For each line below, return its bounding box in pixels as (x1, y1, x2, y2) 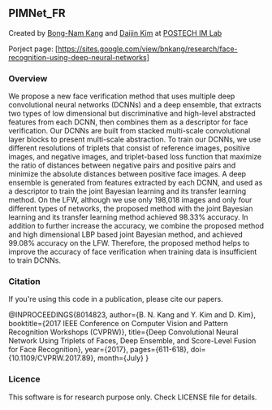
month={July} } (97, 353, 149, 363)
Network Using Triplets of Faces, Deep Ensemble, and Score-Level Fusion (8, 336, 257, 346)
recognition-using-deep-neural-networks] (8, 52, 150, 62)
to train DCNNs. (8, 255, 61, 265)
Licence (8, 373, 41, 385)
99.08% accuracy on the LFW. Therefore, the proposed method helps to (8, 238, 250, 248)
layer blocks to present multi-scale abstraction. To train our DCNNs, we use (8, 134, 261, 145)
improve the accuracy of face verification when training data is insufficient (8, 247, 257, 257)
